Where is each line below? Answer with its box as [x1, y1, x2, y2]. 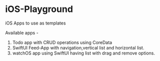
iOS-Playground [5, 3, 73, 15]
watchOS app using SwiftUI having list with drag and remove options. [12, 50, 155, 56]
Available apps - [5, 29, 38, 35]
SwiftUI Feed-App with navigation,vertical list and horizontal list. [12, 44, 144, 50]
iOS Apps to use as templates [5, 20, 66, 26]
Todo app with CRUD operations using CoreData [12, 39, 112, 45]
